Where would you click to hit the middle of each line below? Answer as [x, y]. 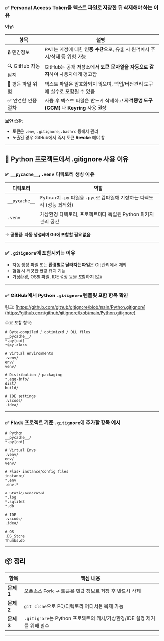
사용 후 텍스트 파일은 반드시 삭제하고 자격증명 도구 [99, 100]
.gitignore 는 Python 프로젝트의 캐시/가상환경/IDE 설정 [85, 618]
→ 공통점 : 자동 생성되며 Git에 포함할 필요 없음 [48, 234]
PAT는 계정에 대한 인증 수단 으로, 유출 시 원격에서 [97, 49]
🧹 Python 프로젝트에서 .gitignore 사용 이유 [67, 159]
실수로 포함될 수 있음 [73, 92]
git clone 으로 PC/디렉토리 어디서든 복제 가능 [74, 606]
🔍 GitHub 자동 [24, 66]
